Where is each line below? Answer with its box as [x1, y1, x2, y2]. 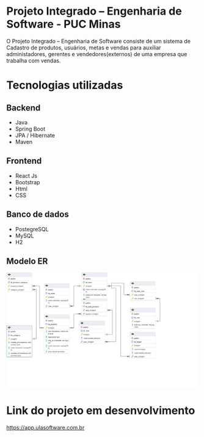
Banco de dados [6, 209, 69, 220]
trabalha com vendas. [6, 57, 61, 64]
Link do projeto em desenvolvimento [6, 404, 195, 417]
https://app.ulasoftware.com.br [6, 424, 85, 431]
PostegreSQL [15, 225, 49, 233]
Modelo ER [6, 256, 48, 266]
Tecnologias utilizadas [6, 78, 123, 92]
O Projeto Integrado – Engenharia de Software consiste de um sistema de [6, 37, 191, 45]
